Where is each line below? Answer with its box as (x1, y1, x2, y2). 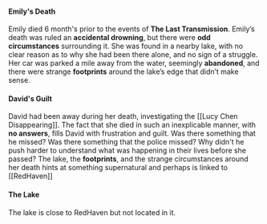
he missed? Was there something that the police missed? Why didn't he (8, 137, 245, 147)
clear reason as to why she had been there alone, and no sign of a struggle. (8, 50, 258, 59)
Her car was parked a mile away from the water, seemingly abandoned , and (8, 59, 260, 68)
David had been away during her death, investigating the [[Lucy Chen (8, 112, 238, 121)
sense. (8, 75, 30, 85)
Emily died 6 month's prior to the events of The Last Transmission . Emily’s (8, 24, 255, 34)
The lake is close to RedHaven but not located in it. (8, 207, 176, 217)
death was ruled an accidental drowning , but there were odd (8, 33, 211, 43)
